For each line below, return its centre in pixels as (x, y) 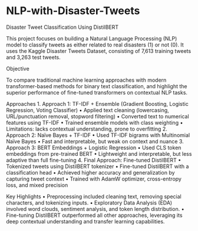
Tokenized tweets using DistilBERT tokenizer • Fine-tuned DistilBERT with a (98, 166)
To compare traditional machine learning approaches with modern (86, 80)
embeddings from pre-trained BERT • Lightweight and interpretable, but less (99, 153)
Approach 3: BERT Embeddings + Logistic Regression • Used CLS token (94, 148)
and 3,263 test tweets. (33, 57)
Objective (18, 68)
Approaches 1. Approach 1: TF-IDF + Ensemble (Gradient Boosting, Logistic (97, 103)
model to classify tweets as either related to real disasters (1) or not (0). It (95, 45)
